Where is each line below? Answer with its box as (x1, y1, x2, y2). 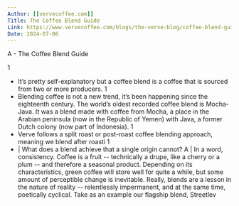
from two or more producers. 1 (17, 85, 107, 93)
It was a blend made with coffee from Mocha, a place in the (35, 107, 210, 116)
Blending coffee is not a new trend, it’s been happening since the (17, 92, 208, 101)
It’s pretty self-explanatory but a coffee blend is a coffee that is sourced (17, 77, 228, 86)
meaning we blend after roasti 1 (17, 138, 110, 146)
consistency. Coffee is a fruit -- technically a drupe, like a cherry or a (17, 153, 221, 161)
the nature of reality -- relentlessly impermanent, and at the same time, (17, 183, 226, 192)
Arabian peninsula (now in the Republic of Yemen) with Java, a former (17, 115, 223, 124)
